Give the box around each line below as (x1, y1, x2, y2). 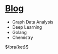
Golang (12, 29, 27, 35)
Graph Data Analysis (12, 19, 54, 25)
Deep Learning (12, 24, 42, 30)
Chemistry (12, 35, 33, 40)
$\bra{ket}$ (5, 44, 29, 50)
